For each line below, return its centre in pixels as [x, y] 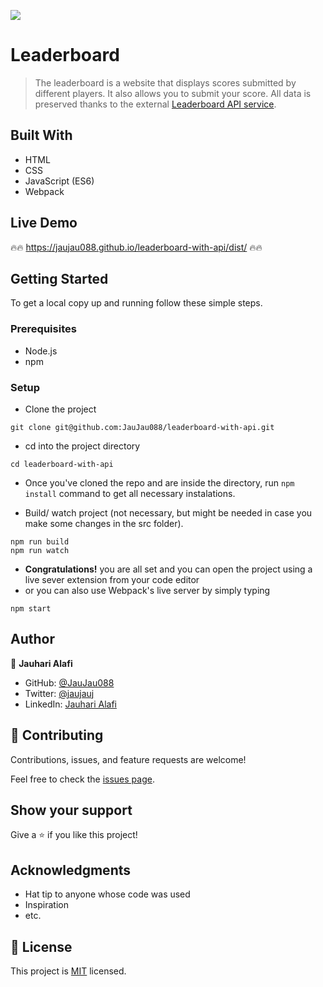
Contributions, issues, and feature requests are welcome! [128, 759]
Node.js [41, 351]
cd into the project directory [82, 446]
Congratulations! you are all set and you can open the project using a [168, 569]
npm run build [40, 541]
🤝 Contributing [57, 735]
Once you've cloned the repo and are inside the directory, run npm [159, 482]
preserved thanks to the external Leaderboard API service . [155, 104]
